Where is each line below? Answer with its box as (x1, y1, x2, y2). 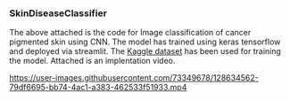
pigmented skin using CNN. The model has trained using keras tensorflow (9, 36, 281, 47)
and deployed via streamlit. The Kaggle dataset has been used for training (9, 46, 281, 57)
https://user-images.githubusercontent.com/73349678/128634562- (9, 73, 259, 83)
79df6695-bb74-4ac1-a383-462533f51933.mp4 (9, 82, 187, 93)
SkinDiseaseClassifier (9, 7, 107, 19)
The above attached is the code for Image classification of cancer (9, 27, 252, 38)
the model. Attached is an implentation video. (9, 56, 176, 66)
